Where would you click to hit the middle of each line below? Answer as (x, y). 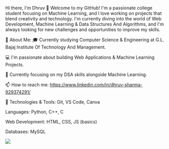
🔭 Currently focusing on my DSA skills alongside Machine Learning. (76, 74)
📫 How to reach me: (27, 85)
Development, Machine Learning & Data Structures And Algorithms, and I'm (85, 24)
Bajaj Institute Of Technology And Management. (56, 47)
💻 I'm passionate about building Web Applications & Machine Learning (80, 57)
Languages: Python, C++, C (34, 112)
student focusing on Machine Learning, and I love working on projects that (83, 13)
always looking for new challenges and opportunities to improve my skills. (83, 30)
